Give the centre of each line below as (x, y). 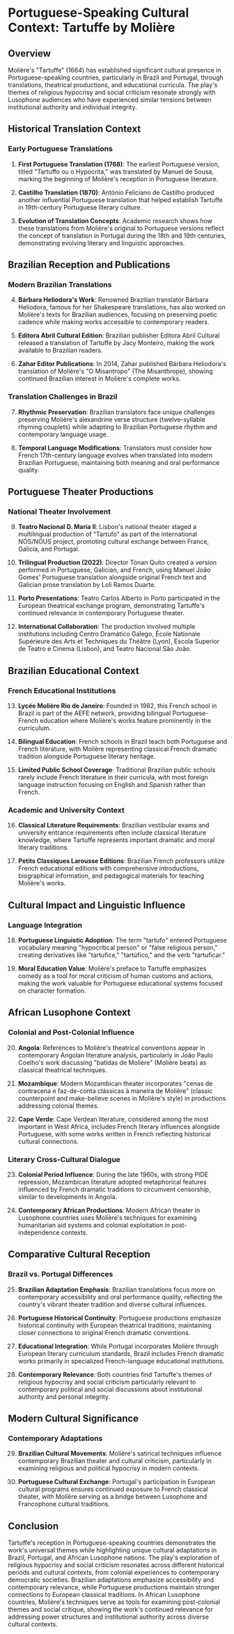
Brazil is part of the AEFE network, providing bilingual (94, 713)
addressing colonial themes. (58, 1106)
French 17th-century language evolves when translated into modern (115, 455)
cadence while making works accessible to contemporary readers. (114, 322)
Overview (30, 53)
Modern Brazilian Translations (60, 285)
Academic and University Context (66, 810)
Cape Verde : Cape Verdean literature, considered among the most (113, 1119)
